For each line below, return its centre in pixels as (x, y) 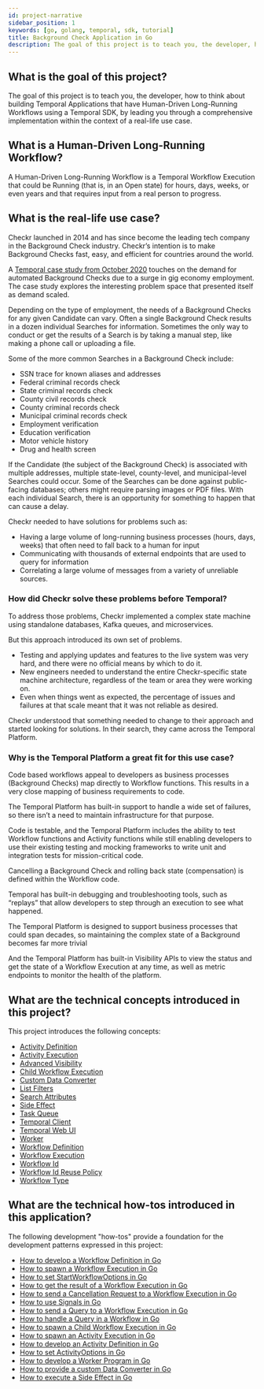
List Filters (36, 1088)
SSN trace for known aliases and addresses (90, 373)
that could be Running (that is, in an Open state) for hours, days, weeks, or (128, 185)
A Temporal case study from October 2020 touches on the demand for (123, 269)
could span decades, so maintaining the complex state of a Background (124, 935)
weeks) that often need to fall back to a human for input (110, 545)
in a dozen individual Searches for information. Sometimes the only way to (128, 326)
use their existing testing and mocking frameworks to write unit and (117, 847)
